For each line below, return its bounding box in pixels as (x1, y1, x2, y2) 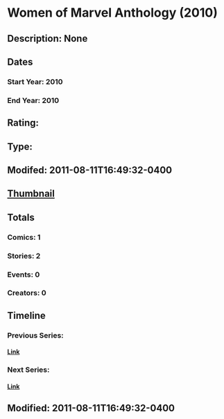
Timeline (7, 309, 46, 321)
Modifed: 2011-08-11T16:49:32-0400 (7, 164, 172, 176)
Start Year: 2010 (7, 76, 64, 86)
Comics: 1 (7, 232, 41, 242)
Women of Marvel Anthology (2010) (7, 5, 218, 21)
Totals (7, 211, 35, 223)
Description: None (7, 33, 88, 44)
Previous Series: (7, 330, 64, 340)
